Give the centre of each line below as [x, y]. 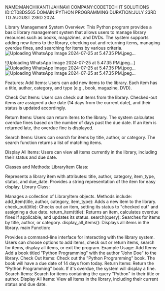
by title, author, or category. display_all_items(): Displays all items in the [77, 222]
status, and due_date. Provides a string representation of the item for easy [81, 182]
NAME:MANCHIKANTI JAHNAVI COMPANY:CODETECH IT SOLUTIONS [77, 7]
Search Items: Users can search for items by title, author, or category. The [80, 137]
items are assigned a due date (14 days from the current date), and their [78, 102]
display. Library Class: [28, 187]
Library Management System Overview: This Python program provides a [78, 27]
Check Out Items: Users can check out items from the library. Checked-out [81, 97]
